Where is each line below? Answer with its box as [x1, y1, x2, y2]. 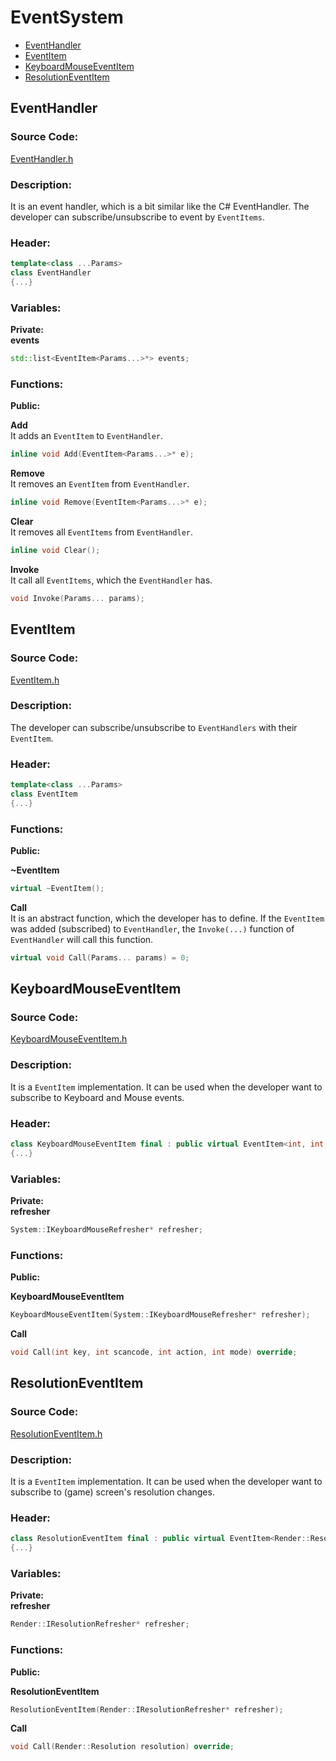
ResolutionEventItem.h [10, 1427, 103, 1440]
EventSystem [10, 6, 124, 29]
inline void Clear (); [10, 546, 101, 556]
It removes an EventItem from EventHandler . [10, 478, 190, 490]
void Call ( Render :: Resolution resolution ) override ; [10, 1742, 235, 1752]
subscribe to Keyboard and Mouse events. [10, 1091, 185, 1103]
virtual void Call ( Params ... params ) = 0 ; [10, 952, 190, 963]
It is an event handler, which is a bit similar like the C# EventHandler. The [10, 200, 310, 212]
